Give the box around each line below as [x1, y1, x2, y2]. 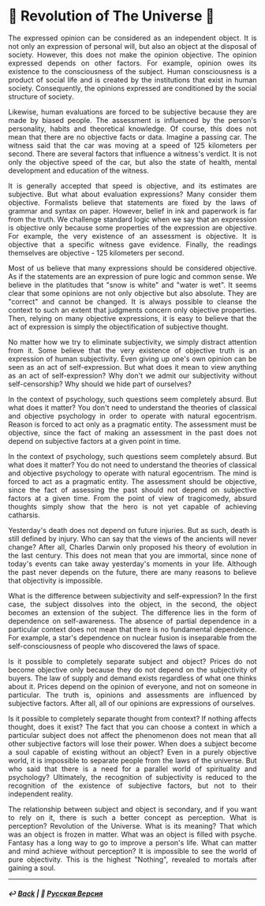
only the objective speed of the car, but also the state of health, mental [8, 157, 257, 166]
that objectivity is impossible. [8, 576, 103, 585]
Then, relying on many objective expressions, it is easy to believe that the [8, 313, 257, 323]
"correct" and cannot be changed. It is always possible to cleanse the [8, 296, 257, 306]
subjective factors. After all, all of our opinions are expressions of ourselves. [8, 698, 256, 708]
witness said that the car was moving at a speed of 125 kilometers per [8, 140, 257, 150]
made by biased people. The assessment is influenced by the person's [8, 115, 257, 125]
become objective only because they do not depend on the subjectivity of [8, 665, 257, 674]
